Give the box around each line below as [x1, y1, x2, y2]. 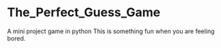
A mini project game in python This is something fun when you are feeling [7, 27, 215, 35]
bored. [7, 34, 26, 42]
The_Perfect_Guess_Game [7, 5, 161, 20]
